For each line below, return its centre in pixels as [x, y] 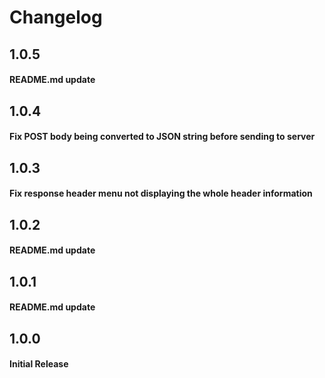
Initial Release [39, 364]
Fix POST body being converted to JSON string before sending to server [162, 137]
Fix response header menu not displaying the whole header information [161, 193]
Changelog [56, 17]
